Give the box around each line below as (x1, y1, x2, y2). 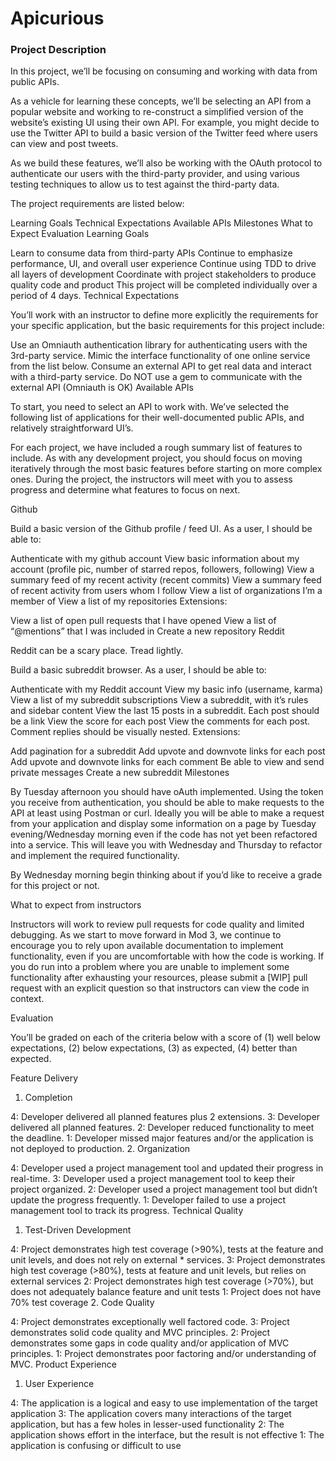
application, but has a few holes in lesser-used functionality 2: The (10, 1418, 285, 1431)
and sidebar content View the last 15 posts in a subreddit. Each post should (10, 705, 320, 717)
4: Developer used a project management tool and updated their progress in (10, 1162, 324, 1174)
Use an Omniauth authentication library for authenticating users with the (10, 339, 308, 351)
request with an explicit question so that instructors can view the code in (10, 982, 310, 994)
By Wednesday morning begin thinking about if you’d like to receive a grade (10, 869, 323, 881)
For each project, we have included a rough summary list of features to (10, 442, 303, 454)
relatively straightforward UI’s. (10, 422, 134, 434)
